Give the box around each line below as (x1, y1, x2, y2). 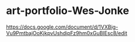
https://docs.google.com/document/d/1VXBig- (6, 23, 119, 30)
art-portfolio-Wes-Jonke (6, 4, 129, 17)
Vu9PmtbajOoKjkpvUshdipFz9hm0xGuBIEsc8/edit (6, 29, 127, 36)
